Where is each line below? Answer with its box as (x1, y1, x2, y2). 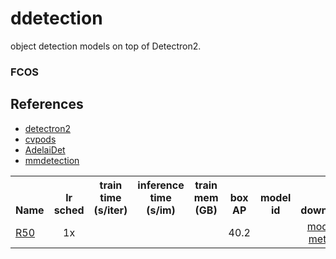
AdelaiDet (24, 143, 66, 156)
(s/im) (146, 203, 176, 217)
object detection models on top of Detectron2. (10, 40, 202, 52)
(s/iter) (93, 203, 128, 217)
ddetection (10, 7, 103, 30)
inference (137, 178, 185, 192)
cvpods (24, 133, 57, 145)
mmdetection (24, 154, 80, 166)
